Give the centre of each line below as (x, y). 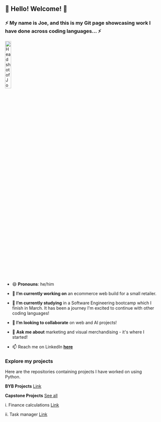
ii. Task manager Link (26, 414)
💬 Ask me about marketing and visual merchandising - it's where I (78, 332)
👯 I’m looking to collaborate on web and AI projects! (64, 322)
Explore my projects (29, 361)
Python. (13, 376)
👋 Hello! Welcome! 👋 (36, 9)
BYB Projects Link (23, 386)
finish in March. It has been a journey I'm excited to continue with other (83, 308)
